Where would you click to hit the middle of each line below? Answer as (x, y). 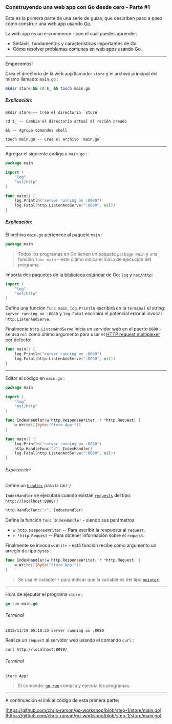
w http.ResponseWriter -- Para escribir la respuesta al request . (79, 530)
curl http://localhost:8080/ (36, 650)
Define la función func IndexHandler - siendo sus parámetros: (70, 520)
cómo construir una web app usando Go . (48, 24)
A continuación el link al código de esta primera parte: (62, 700)
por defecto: (18, 340)
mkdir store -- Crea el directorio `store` (52, 113)
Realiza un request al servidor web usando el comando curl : (70, 640)
